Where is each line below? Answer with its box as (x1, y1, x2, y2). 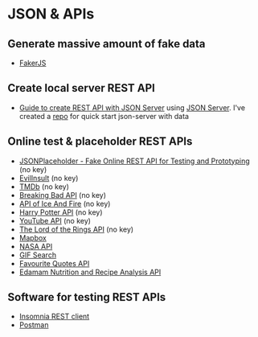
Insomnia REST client (18, 311, 90, 322)
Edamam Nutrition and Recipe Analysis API (18, 267, 162, 277)
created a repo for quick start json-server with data (18, 111, 190, 121)
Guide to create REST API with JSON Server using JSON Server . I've (18, 102, 246, 113)
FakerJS (18, 58, 47, 68)
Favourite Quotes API (18, 258, 90, 268)
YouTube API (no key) (18, 216, 92, 225)
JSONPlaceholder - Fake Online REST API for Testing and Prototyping (18, 156, 250, 166)
